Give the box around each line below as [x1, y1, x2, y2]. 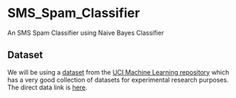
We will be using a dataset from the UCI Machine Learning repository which [7, 67, 230, 76]
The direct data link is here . [7, 83, 88, 92]
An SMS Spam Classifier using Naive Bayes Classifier [7, 28, 164, 37]
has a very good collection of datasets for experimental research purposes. [7, 75, 230, 84]
